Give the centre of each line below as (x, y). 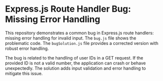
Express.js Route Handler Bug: (68, 9)
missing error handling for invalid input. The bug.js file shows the (71, 38)
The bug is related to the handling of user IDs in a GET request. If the (74, 58)
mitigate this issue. (24, 73)
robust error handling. (27, 48)
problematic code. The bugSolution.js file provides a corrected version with (82, 43)
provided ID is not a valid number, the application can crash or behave (75, 63)
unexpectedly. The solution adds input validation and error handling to (76, 68)
